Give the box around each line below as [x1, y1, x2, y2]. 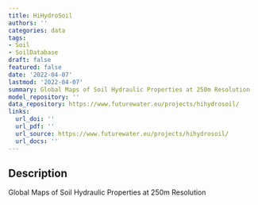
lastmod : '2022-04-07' [8, 78, 83, 86]
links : [8, 108, 30, 116]
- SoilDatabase [8, 48, 59, 56]
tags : [8, 33, 26, 42]
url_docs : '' [15, 137, 59, 145]
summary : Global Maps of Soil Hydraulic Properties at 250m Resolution [8, 85, 250, 94]
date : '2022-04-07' [8, 71, 73, 79]
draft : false [8, 56, 52, 64]
